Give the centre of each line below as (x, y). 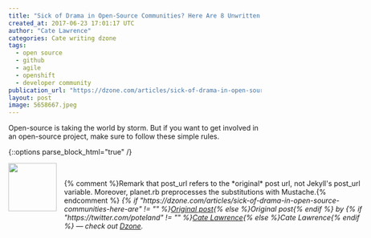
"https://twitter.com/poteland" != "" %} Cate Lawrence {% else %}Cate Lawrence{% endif (212, 218)
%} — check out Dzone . (104, 226)
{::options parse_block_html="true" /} (70, 152)
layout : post (30, 98)
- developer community (53, 83)
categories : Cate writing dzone (62, 38)
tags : (17, 46)
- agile (29, 68)
